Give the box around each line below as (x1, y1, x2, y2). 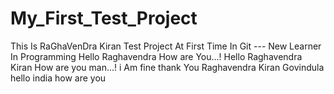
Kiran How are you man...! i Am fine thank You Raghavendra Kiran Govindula (10, 61, 325, 73)
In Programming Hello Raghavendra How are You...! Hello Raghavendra (10, 50, 303, 62)
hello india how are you (10, 72, 107, 84)
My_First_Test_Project (10, 7, 198, 30)
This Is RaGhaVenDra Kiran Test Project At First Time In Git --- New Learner (10, 40, 322, 52)
